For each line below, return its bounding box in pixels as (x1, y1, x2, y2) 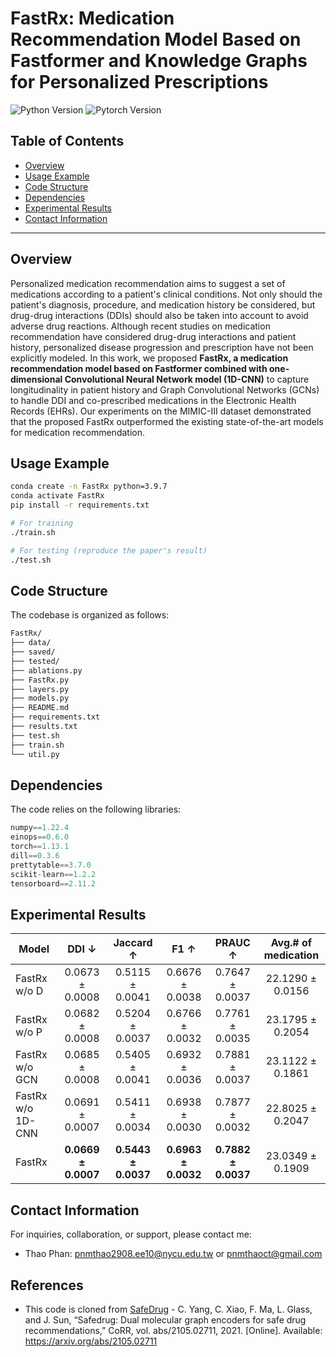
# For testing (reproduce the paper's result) (10, 545, 208, 556)
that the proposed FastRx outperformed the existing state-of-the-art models (10, 415, 324, 427)
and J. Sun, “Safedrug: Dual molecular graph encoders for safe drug (24, 1313, 307, 1326)
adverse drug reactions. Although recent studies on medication (10, 320, 271, 332)
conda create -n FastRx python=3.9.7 (10, 482, 168, 492)
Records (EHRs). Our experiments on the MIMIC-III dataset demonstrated (10, 405, 312, 417)
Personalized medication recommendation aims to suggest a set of (10, 277, 286, 289)
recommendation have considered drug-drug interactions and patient (10, 330, 297, 342)
